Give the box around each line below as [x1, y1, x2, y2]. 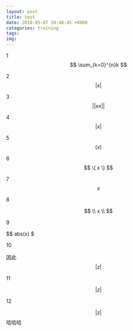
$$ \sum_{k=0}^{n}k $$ [70, 61, 127, 68]
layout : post [6, 8, 38, 15]
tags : [6, 31, 19, 36]
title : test [6, 14, 35, 20]
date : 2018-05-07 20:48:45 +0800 [6, 19, 88, 25]
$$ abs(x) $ [6, 230, 35, 237]
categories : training [6, 25, 59, 31]
